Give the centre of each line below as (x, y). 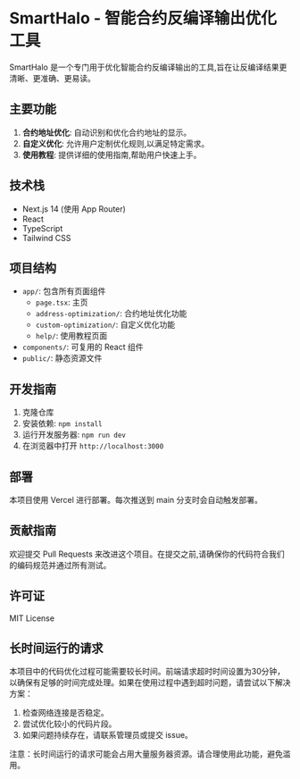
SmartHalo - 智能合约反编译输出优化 (143, 18)
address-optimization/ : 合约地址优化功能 (111, 314)
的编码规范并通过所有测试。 (60, 565)
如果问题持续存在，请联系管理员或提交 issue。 (108, 735)
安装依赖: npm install (62, 423)
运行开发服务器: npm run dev (74, 435)
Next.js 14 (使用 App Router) (74, 209)
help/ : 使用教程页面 (71, 336)
